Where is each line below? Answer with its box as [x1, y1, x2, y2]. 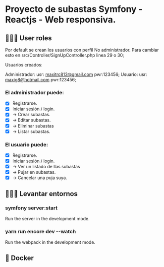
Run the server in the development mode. [5, 215, 90, 221]
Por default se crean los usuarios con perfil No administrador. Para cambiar [5, 47, 159, 53]
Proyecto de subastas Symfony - [5, 3, 143, 15]
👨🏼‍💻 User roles [5, 34, 52, 42]
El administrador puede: [5, 89, 64, 96]
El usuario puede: [5, 141, 49, 148]
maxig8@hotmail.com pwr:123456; [5, 77, 76, 82]
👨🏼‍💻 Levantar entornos [5, 190, 78, 198]
